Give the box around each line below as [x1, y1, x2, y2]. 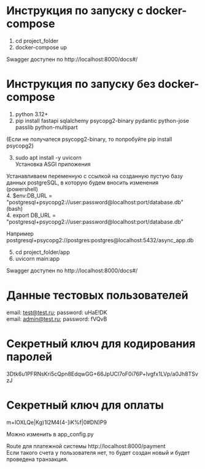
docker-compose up [15, 44, 68, 51]
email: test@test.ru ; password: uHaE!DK [6, 309, 107, 316]
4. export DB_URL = [6, 211, 56, 219]
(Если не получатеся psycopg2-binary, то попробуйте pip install [6, 135, 172, 143]
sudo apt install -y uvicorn [15, 154, 82, 161]
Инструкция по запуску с [6, 4, 144, 18]
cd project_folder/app [15, 248, 70, 256]
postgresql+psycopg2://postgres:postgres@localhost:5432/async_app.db [6, 236, 194, 243]
